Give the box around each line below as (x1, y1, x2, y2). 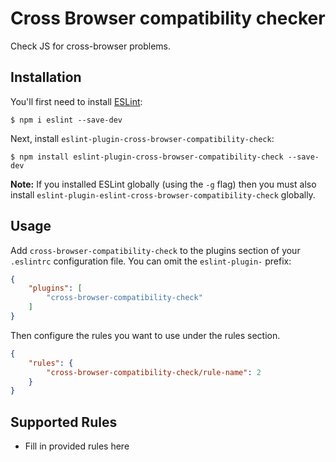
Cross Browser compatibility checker (10, 7, 326, 30)
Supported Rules (10, 413, 118, 431)
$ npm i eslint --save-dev (10, 115, 123, 125)
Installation (10, 69, 82, 86)
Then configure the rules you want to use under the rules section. (10, 329, 281, 341)
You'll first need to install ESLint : (10, 95, 143, 107)
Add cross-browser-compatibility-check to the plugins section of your (10, 244, 301, 256)
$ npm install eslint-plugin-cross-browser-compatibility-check (10, 152, 284, 162)
